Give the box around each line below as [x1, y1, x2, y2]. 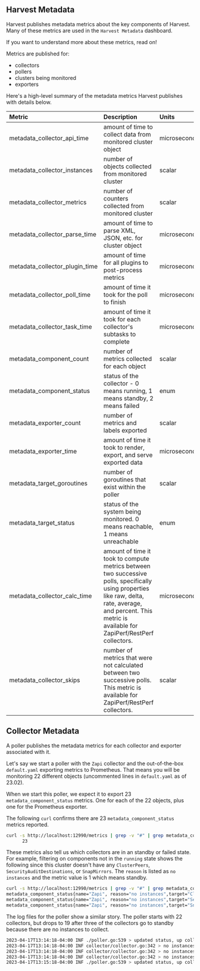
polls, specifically [103, 577, 152, 585]
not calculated [103, 661, 143, 669]
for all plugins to [103, 258, 149, 267]
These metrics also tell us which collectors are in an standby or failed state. [6, 849, 192, 856]
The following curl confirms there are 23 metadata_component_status [6, 814, 174, 822]
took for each [103, 315, 141, 323]
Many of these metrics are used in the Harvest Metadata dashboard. [6, 27, 173, 34]
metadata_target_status [9, 518, 75, 527]
